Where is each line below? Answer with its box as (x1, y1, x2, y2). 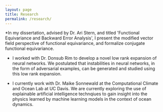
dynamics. (12, 102, 33, 108)
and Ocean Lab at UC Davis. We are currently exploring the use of (12, 86, 147, 92)
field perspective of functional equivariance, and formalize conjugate (5, 40, 145, 46)
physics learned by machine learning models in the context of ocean (12, 96, 152, 102)
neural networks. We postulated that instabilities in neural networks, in (12, 60, 155, 67)
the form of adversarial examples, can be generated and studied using (12, 66, 155, 72)
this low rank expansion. (12, 71, 62, 77)
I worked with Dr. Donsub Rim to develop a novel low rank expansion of (12, 55, 157, 61)
